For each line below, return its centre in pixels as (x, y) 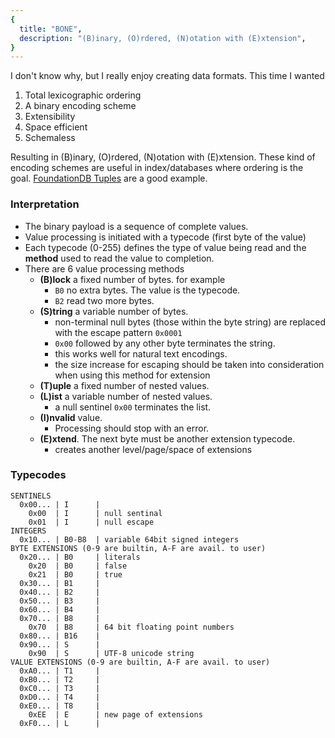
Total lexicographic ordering (83, 95)
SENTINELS (31, 496)
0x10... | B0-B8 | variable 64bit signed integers (129, 539)
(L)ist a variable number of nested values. (126, 396)
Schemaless (50, 138)
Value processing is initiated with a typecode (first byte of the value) (165, 237)
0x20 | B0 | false (78, 566)
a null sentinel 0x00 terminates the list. (133, 407)
